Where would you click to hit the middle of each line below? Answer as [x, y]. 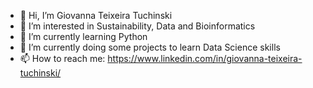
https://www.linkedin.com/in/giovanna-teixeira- [205, 58]
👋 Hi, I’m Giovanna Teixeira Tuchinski [96, 15]
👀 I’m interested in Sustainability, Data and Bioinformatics [137, 26]
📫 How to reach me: [62, 58]
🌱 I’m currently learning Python [83, 36]
